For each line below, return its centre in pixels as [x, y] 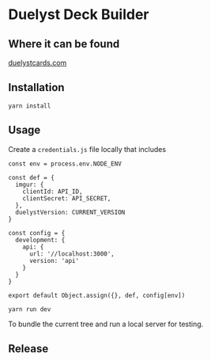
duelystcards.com [38, 63]
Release [28, 349]
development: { [40, 240]
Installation [36, 87]
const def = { [32, 177]
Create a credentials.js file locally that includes [87, 149]
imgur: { [30, 184]
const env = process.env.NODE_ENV [65, 164]
